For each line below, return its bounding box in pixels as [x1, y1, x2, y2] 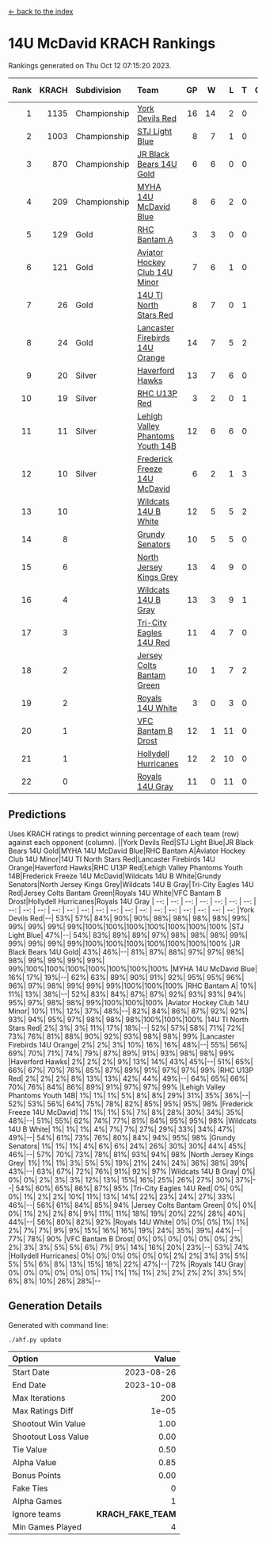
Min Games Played [12, 1521, 82, 1532]
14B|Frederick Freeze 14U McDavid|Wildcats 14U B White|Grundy [8, 871, 222, 881]
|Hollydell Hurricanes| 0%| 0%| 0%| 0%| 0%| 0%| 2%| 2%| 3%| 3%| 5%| [8, 1251, 249, 1260]
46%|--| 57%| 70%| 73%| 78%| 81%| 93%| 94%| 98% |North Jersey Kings [8, 1149, 254, 1159]
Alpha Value [12, 1456, 57, 1468]
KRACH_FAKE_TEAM [96, 1508, 177, 1519]
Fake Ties [12, 1483, 49, 1494]
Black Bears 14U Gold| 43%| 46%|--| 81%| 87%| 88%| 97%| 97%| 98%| [8, 947, 245, 956]
